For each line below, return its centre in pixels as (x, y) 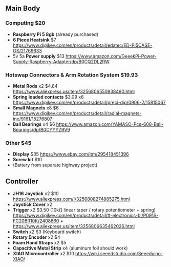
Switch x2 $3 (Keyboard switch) (47, 232)
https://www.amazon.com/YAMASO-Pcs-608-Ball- (110, 124)
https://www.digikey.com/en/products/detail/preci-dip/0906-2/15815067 (89, 102)
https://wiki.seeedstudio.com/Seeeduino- (119, 254)
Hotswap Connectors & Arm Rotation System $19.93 (72, 75)
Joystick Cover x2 (33, 204)
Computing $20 (25, 23)
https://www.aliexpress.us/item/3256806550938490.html (73, 91)
